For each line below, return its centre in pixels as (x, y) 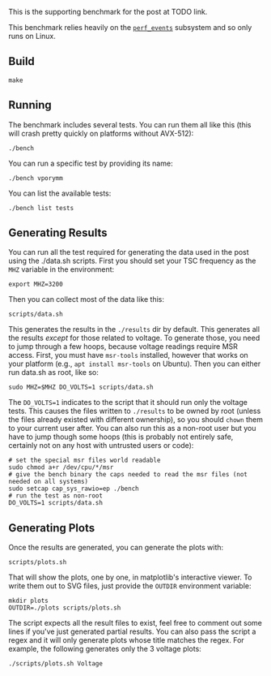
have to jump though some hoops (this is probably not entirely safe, (121, 437)
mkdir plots (28, 601)
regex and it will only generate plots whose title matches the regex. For (126, 640)
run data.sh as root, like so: (53, 372)
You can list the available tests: (60, 193)
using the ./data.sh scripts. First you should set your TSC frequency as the (132, 261)
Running (30, 105)
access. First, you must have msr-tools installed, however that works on (128, 355)
